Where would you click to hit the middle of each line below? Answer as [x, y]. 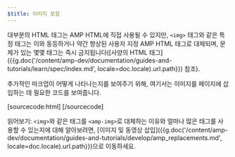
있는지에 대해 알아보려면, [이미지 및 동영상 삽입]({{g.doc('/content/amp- [128, 130]
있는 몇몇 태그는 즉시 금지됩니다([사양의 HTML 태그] [91, 52]
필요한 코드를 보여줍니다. [67, 92]
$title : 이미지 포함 [34, 14]
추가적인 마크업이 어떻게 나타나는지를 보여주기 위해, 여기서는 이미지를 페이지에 [114, 83]
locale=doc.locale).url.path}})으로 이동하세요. [71, 146]
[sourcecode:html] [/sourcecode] [56, 106]
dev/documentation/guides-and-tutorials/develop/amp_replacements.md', [115, 137]
